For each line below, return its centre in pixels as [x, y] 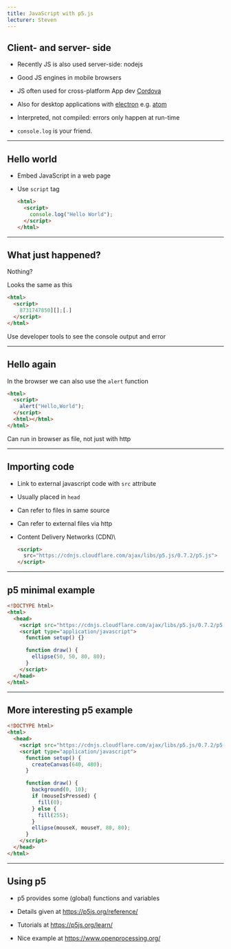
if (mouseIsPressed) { [64, 796]
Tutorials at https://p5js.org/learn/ [65, 925]
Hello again [32, 364]
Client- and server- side [59, 48]
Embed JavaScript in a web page [64, 175]
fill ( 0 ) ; [50, 802]
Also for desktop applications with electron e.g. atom [92, 105]
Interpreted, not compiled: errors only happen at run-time [98, 118]
